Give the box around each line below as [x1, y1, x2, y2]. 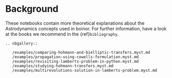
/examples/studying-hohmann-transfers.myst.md [12, 63, 114, 68]
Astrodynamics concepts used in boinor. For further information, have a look [5, 25, 167, 31]
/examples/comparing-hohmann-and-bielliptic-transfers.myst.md [12, 50, 150, 55]
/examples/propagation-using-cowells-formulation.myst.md [12, 54, 139, 60]
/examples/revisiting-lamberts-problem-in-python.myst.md [12, 59, 139, 64]
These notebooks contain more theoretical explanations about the [5, 20, 145, 26]
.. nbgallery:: [5, 41, 38, 46]
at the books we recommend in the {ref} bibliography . [5, 31, 119, 37]
